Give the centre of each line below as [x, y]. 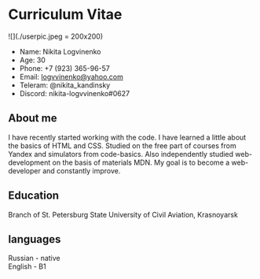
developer [25, 170]
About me [33, 119]
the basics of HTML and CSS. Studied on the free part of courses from [123, 145]
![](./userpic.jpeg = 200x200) [56, 36]
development [29, 162]
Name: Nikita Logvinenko [60, 51]
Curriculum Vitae [65, 15]
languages [35, 239]
